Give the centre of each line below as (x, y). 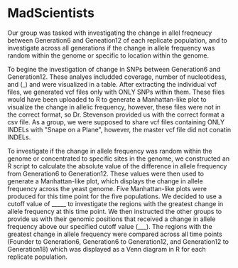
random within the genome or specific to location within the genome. (108, 55)
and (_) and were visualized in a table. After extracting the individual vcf (112, 84)
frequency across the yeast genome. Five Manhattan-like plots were (107, 188)
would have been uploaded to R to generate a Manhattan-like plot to (107, 99)
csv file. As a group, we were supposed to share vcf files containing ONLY (116, 122)
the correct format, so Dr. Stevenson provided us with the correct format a (116, 114)
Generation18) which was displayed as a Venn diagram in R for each (107, 249)
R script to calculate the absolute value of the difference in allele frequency (117, 166)
